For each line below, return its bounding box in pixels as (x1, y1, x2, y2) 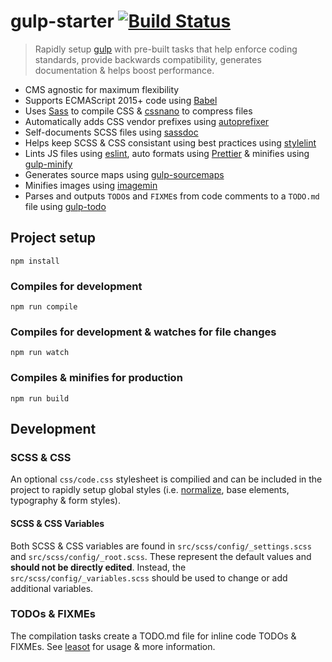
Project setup (10, 230, 97, 247)
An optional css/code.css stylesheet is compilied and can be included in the (10, 473, 323, 485)
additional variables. (10, 582, 94, 594)
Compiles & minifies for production (10, 371, 183, 385)
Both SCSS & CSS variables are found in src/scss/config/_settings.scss (10, 540, 312, 552)
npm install (10, 256, 60, 266)
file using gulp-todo (24, 200, 107, 212)
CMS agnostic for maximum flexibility (24, 83, 180, 95)
